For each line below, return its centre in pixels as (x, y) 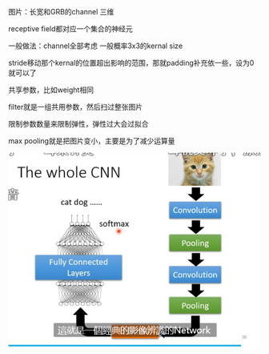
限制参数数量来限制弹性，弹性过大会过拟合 (78, 124)
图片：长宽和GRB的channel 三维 (61, 12)
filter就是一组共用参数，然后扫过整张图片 (76, 107)
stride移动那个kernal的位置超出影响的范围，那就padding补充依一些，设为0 (131, 63)
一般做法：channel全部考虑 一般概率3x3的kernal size (96, 46)
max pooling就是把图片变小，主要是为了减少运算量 (92, 141)
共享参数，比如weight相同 (51, 90)
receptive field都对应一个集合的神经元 (71, 29)
